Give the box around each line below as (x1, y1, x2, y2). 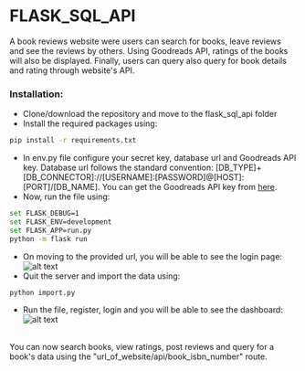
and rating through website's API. (9, 65, 135, 76)
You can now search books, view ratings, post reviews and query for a (9, 342, 275, 353)
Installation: (9, 88, 64, 101)
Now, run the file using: (22, 191, 110, 202)
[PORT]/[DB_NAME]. (22, 182, 100, 193)
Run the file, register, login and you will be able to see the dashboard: (22, 304, 283, 315)
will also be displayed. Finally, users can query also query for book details (9, 55, 288, 66)
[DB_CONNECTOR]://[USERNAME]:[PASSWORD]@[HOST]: (22, 172, 245, 183)
